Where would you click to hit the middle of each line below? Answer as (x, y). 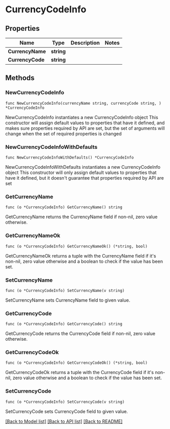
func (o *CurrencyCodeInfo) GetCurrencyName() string (64, 207)
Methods (20, 78)
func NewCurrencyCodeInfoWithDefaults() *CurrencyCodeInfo (70, 158)
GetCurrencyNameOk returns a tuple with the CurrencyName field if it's (81, 256)
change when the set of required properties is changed (63, 133)
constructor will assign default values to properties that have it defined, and (85, 123)
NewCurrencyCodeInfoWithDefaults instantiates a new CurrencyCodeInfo (83, 167)
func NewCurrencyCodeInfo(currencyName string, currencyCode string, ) (83, 103)
